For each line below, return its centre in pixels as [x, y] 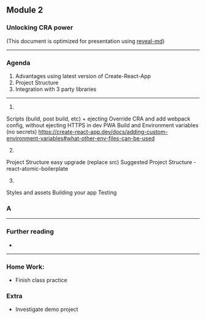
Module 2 [25, 10]
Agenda [18, 63]
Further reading [30, 232]
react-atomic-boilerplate [37, 168]
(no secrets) [22, 132]
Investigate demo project [47, 309]
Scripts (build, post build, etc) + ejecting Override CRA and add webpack [98, 119]
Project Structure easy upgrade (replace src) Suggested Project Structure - [101, 162]
